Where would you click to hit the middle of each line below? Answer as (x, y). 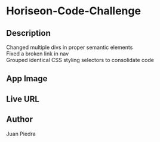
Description (28, 33)
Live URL (23, 99)
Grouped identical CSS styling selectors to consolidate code (80, 60)
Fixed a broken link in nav (38, 54)
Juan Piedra (21, 134)
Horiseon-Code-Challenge (74, 11)
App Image (27, 79)
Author (19, 120)
